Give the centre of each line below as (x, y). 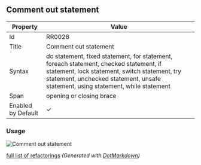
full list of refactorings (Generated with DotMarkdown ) (73, 155)
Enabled (21, 105)
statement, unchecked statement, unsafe (103, 78)
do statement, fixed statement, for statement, (109, 56)
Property (25, 26)
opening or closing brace (81, 96)
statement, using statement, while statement (108, 86)
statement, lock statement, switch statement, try (113, 71)
